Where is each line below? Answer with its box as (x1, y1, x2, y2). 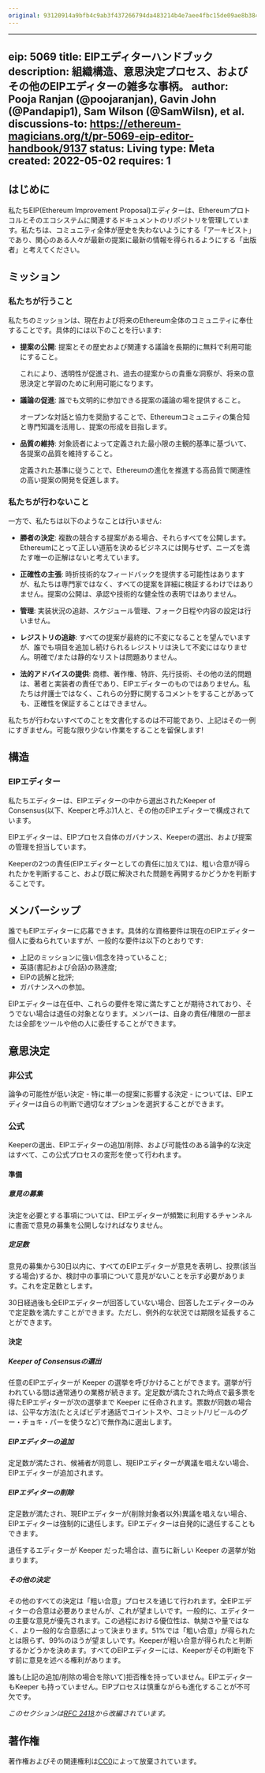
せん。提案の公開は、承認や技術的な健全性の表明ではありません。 (26, 589, 241, 598)
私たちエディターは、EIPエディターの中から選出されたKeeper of (8, 795, 215, 805)
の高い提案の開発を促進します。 (19, 475, 124, 484)
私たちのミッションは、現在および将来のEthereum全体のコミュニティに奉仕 (8, 315, 254, 324)
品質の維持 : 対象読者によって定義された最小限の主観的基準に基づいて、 (19, 439, 251, 448)
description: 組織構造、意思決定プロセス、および (8, 65, 248, 79)
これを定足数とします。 (21, 1281, 97, 1290)
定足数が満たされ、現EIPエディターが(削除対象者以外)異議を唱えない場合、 (8, 1509, 252, 1519)
